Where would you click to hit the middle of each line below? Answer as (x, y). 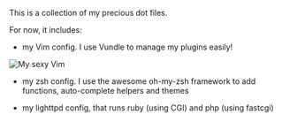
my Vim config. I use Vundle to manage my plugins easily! (127, 47)
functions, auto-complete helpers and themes (105, 91)
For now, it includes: (46, 30)
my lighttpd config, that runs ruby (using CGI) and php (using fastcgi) (148, 108)
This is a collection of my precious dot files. (88, 13)
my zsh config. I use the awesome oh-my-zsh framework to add (139, 81)
